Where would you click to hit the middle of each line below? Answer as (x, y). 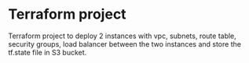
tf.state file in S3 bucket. (48, 52)
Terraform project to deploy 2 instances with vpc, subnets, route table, (123, 36)
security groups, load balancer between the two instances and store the (125, 44)
